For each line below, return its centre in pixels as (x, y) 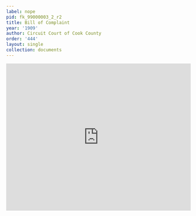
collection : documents (34, 50)
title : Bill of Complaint (38, 22)
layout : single (25, 45)
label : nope (21, 11)
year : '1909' (22, 28)
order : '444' (22, 39)
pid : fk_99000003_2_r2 (34, 17)
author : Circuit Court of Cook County (54, 34)
